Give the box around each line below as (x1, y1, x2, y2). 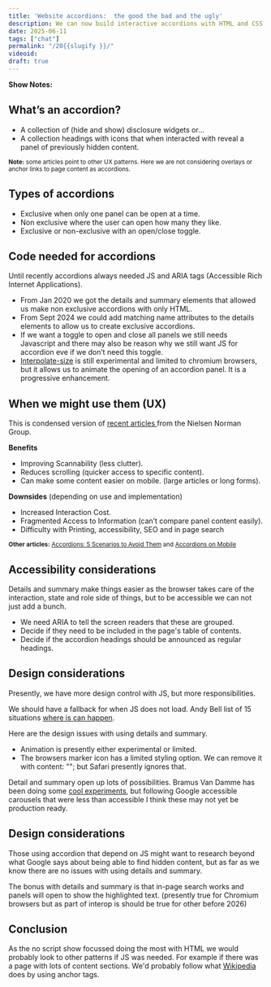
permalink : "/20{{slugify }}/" (8, 42, 114, 50)
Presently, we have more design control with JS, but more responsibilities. (8, 688, 256, 698)
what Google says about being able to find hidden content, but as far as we (8, 857, 260, 867)
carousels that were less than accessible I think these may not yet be (8, 794, 239, 804)
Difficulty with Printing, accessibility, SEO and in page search (19, 525, 225, 535)
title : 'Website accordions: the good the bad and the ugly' (8, 11, 223, 20)
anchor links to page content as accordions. (8, 164, 131, 173)
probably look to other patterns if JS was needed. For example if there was (8, 953, 259, 963)
